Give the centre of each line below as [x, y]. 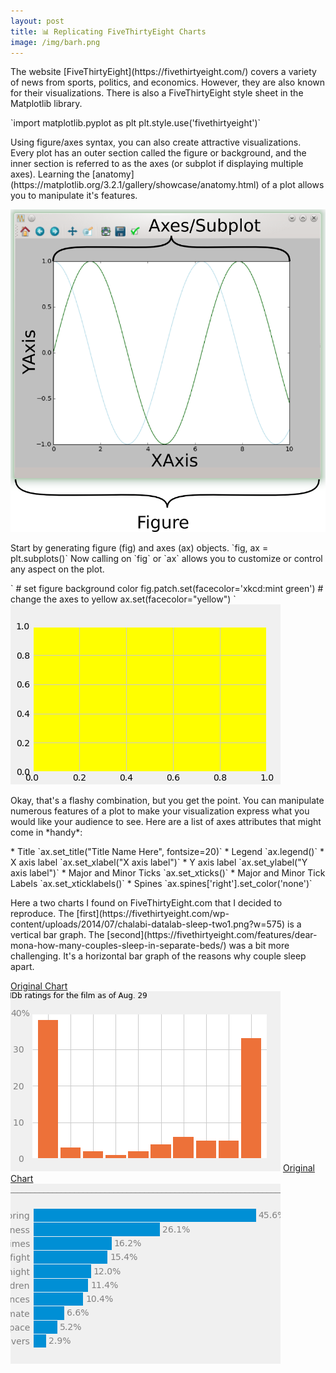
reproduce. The [42, 914]
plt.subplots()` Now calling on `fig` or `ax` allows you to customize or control [166, 559]
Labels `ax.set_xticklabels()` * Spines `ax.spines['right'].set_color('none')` [161, 884]
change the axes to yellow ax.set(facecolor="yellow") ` [123, 599]
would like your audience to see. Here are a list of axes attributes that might [166, 822]
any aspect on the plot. [57, 569]
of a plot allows [293, 185]
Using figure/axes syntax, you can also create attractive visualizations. [156, 142]
